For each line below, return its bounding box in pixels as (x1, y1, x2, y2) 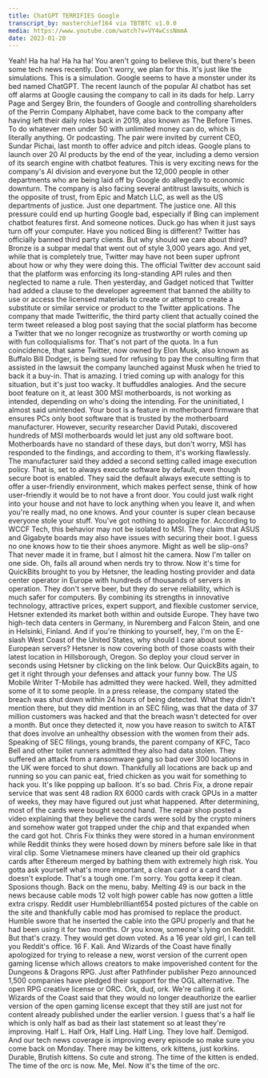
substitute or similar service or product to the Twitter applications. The (8, 303, 241, 313)
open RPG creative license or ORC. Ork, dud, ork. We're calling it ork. (8, 984, 236, 994)
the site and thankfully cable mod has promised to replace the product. (8, 907, 242, 918)
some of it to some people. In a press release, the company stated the (8, 686, 239, 696)
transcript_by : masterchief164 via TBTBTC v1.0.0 (8, 19, 178, 27)
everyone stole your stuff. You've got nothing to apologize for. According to (8, 516, 257, 526)
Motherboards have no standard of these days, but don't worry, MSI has (8, 439, 246, 449)
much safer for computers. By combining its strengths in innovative (8, 592, 230, 602)
